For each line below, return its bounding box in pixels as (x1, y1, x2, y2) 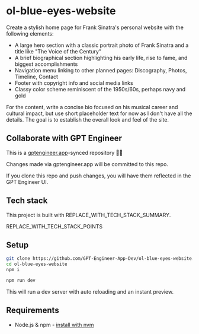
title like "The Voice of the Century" (14, 47, 102, 55)
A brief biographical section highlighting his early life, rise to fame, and (14, 54, 188, 61)
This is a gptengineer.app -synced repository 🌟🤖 (6, 149, 123, 156)
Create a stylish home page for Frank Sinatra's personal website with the (6, 24, 184, 31)
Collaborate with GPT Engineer (6, 133, 123, 144)
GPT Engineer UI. (6, 178, 49, 185)
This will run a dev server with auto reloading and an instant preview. (6, 288, 174, 295)
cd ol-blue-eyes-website (6, 261, 68, 268)
